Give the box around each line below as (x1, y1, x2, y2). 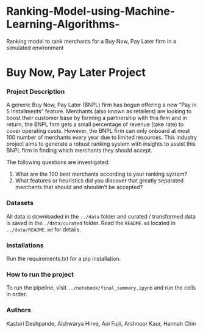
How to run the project (6, 270, 74, 279)
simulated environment (6, 44, 64, 51)
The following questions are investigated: (6, 159, 110, 166)
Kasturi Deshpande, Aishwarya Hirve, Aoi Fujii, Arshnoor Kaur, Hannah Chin (6, 320, 196, 327)
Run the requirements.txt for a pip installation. (6, 255, 121, 263)
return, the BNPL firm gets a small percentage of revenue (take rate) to (6, 121, 184, 128)
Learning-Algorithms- (6, 17, 120, 31)
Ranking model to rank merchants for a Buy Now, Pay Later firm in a (6, 37, 177, 45)
